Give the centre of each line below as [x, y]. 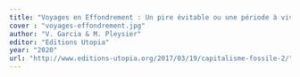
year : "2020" [33, 50]
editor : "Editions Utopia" [59, 42]
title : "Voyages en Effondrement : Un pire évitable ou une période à [143, 17]
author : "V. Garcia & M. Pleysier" [75, 34]
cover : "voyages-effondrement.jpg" [77, 26]
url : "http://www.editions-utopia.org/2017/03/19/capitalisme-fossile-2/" [151, 58]
